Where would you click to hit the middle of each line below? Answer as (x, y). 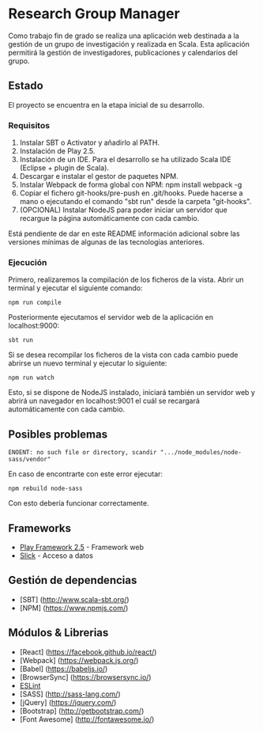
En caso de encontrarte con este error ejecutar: (86, 474)
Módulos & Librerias (58, 633)
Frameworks (40, 528)
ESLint (30, 685)
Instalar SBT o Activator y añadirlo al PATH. (90, 142)
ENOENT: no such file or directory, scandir (83, 453)
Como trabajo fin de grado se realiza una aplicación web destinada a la (124, 36)
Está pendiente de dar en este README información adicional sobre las (124, 233)
